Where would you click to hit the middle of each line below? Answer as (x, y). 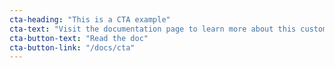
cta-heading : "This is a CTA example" (90, 19)
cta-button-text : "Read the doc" (79, 38)
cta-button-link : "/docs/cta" (72, 47)
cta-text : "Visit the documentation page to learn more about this (153, 29)
